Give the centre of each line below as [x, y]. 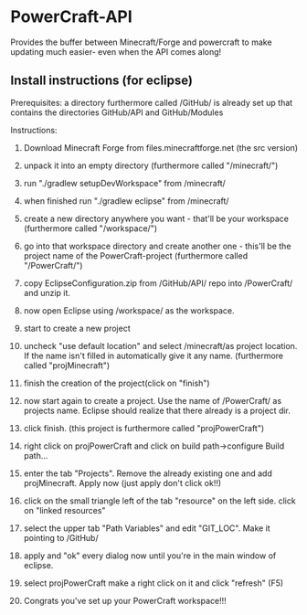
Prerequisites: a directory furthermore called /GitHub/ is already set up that [152, 102]
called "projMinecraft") [67, 365]
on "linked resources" [64, 510]
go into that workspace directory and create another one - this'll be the [157, 246]
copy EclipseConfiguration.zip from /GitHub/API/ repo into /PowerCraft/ [158, 283]
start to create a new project [77, 328]
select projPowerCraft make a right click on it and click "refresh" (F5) [153, 583]
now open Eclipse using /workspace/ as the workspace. [129, 310]
